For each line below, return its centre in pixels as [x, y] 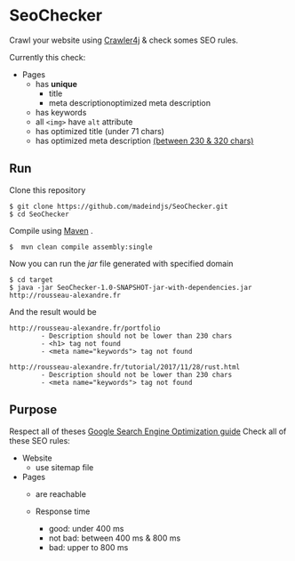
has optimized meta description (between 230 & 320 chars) [144, 140]
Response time [63, 511]
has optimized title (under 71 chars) [100, 131]
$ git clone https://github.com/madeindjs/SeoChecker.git [119, 206]
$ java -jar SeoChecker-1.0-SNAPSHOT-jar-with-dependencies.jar [131, 287]
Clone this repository [48, 190]
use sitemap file [64, 467]
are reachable [61, 493]
